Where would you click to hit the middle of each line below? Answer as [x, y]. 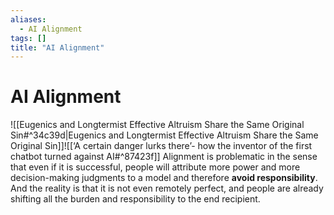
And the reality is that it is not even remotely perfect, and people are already [167, 188]
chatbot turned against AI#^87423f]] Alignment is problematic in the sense [164, 157]
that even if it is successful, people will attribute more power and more [155, 167]
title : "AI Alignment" [57, 47]
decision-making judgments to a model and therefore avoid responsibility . [164, 178]
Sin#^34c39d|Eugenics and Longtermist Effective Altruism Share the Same [164, 135]
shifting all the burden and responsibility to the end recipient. [135, 199]
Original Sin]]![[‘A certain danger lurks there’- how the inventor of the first [161, 146]
